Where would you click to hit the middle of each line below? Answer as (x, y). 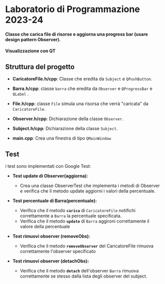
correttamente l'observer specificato (58, 251)
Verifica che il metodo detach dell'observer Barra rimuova (79, 271)
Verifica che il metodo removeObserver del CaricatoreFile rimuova (87, 246)
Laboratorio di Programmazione (73, 9)
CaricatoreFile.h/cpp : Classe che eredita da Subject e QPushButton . (82, 79)
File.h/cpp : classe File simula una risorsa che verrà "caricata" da (80, 104)
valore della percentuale (45, 226)
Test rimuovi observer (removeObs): (51, 236)
